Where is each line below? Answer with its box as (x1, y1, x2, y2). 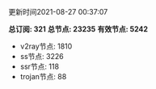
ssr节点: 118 (19, 61, 59, 71)
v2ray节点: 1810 (19, 41, 73, 51)
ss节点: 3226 (19, 52, 64, 61)
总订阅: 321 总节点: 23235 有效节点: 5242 (8, 24, 148, 34)
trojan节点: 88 (19, 72, 67, 81)
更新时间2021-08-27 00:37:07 (8, 7, 108, 16)
